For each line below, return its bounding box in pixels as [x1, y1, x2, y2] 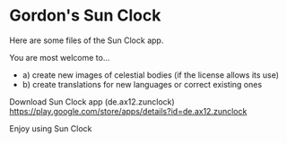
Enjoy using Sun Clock [9, 122, 92, 134]
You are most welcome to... [9, 52, 110, 63]
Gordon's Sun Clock [9, 5, 161, 26]
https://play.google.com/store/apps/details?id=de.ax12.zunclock [9, 105, 248, 116]
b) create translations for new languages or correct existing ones [22, 79, 263, 89]
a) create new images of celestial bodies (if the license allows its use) [22, 69, 280, 80]
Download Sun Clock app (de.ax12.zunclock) [9, 96, 175, 107]
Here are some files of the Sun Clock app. [9, 35, 164, 46]
